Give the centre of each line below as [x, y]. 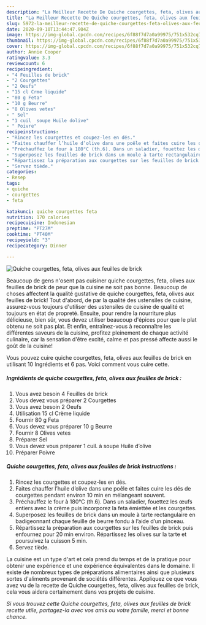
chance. [17, 616]
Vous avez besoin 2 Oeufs [48, 406]
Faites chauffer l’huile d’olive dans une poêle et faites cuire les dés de [103, 488]
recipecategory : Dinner [37, 246]
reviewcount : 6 [26, 63]
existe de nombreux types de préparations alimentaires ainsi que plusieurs [101, 572]
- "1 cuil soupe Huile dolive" [48, 120]
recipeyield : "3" [29, 240]
